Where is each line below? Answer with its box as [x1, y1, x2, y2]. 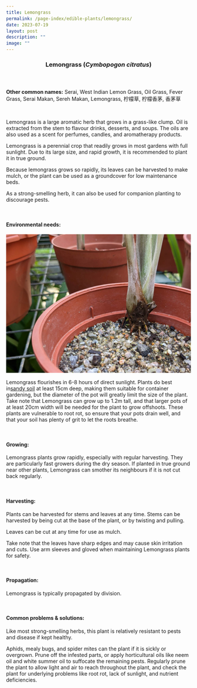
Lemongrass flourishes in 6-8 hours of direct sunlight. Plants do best [6, 379, 172, 386]
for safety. [6, 552, 31, 559]
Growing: [6, 440, 29, 448]
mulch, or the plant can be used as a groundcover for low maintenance [6, 172, 178, 179]
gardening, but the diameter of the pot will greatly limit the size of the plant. [6, 391, 188, 398]
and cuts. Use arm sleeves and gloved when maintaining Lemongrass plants [6, 545, 190, 553]
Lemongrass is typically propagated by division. [6, 589, 122, 597]
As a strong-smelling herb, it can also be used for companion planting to [6, 189, 181, 196]
